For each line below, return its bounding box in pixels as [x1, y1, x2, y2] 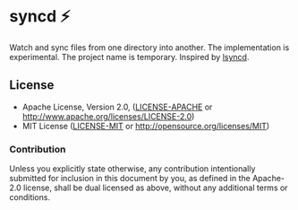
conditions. [9, 192, 51, 203]
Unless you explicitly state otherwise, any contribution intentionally [9, 163, 256, 174]
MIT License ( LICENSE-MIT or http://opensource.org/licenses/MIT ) [21, 120, 270, 131]
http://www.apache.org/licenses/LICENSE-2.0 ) [21, 110, 195, 121]
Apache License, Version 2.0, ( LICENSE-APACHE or [21, 101, 213, 112]
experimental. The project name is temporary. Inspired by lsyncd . [9, 51, 250, 62]
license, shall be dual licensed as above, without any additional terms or [22, 182, 288, 193]
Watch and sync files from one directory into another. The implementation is [9, 41, 290, 53]
